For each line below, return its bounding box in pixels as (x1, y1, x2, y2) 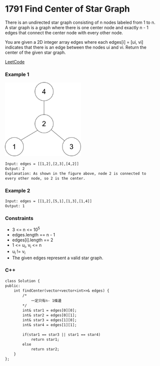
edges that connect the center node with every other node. (5, 30, 123, 35)
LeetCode (5, 59, 25, 65)
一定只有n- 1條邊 (31, 298, 62, 303)
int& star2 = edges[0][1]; (22, 313, 77, 317)
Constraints (5, 215, 34, 221)
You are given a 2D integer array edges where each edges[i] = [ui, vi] (5, 39, 144, 45)
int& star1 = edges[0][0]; (22, 308, 77, 313)
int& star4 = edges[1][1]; (22, 322, 77, 327)
